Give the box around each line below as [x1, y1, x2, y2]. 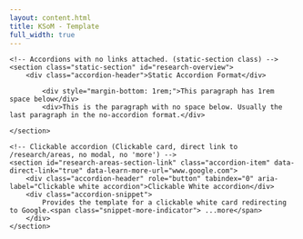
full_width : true [9, 30, 76, 39]
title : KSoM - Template [9, 22, 100, 31]
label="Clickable [9, 183, 76, 192]
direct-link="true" [9, 166, 84, 175]
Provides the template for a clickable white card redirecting [42, 198, 287, 207]
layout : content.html [9, 13, 92, 23]
